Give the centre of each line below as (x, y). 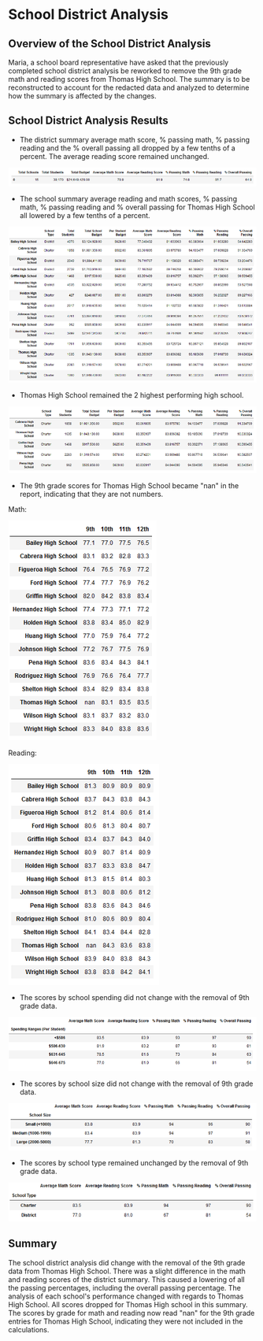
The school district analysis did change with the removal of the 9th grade (127, 1262)
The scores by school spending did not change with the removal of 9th (134, 998)
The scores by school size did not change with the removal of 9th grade (136, 1084)
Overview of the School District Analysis (109, 44)
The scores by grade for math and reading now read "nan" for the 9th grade (131, 1313)
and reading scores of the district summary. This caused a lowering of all (127, 1279)
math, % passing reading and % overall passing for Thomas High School (137, 207)
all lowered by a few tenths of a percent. (85, 216)
